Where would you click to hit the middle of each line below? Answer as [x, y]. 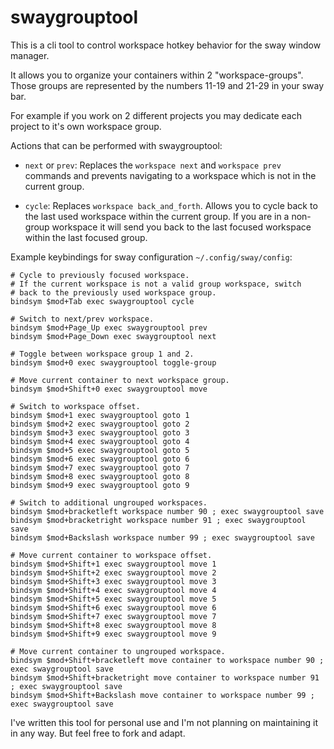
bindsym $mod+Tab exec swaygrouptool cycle [102, 301]
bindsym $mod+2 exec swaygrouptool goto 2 [100, 424]
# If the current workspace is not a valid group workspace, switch [156, 284]
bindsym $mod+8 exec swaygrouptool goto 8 [100, 476]
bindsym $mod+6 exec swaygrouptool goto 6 [100, 459]
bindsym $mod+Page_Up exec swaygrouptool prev [109, 327]
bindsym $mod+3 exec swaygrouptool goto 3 [100, 432]
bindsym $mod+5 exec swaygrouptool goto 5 [100, 450]
